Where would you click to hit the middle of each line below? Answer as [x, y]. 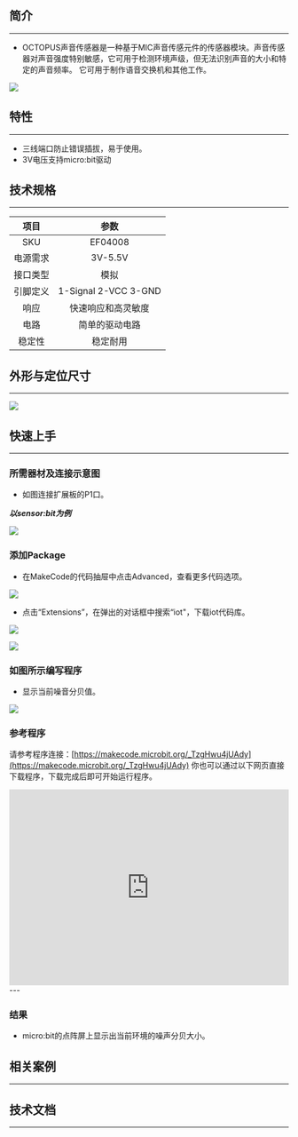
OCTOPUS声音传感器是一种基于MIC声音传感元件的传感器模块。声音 [146, 47]
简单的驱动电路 [110, 325]
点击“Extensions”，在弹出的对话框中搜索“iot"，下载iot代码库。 [136, 612]
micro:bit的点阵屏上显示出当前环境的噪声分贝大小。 [116, 1036]
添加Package [38, 555]
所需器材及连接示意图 [55, 473]
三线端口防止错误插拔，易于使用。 [84, 148]
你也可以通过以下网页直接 [238, 766]
